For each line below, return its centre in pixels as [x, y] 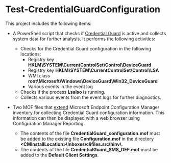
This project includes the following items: [48, 23]
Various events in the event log [60, 86]
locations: [31, 54]
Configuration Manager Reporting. [49, 123]
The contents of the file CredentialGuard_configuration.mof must [90, 133]
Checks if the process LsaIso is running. [63, 92]
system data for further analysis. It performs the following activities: [84, 39]
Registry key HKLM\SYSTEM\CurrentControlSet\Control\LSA [93, 70]
